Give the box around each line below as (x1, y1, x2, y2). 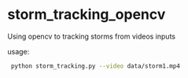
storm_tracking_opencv (7, 6, 166, 24)
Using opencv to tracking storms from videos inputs (7, 32, 176, 41)
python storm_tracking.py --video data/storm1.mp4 (10, 61, 180, 70)
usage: (7, 46, 30, 56)
